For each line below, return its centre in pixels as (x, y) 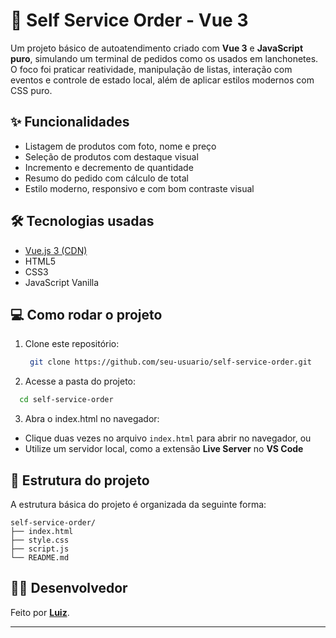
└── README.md (40, 557)
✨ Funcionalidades (70, 122)
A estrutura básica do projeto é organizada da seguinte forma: (138, 504)
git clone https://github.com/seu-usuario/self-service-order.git (170, 362)
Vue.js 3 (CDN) (56, 250)
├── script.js (40, 549)
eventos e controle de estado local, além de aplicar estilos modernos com (162, 80)
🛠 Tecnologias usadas (82, 221)
